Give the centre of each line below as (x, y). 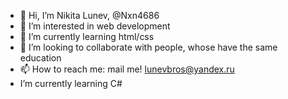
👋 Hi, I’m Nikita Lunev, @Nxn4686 (89, 15)
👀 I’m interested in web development (95, 26)
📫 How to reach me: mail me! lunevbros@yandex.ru (127, 69)
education (40, 58)
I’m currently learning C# (71, 83)
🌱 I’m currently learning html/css (87, 36)
